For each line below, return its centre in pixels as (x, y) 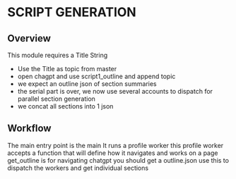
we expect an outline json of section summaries (87, 84)
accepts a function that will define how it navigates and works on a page (113, 153)
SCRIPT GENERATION (72, 12)
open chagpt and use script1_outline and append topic (96, 76)
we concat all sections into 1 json (65, 106)
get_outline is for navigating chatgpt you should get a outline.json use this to (118, 160)
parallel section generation (56, 99)
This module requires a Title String (58, 55)
